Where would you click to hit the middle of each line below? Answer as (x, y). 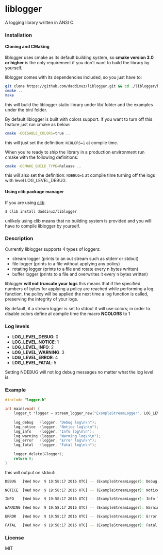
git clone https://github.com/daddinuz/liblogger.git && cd (67, 86)
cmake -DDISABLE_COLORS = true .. (38, 133)
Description (19, 239)
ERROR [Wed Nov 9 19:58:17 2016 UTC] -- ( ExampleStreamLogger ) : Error (81, 517)
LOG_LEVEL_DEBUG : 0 (35, 337)
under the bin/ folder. (26, 110)
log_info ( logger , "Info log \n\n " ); (54, 431)
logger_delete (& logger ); (39, 454)
